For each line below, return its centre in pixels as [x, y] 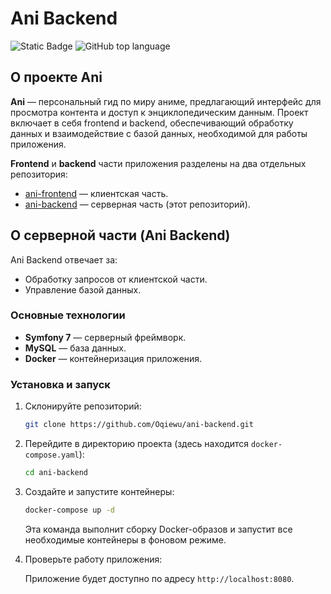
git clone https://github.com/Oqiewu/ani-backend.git [139, 425]
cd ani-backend [56, 473]
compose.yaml [52, 455]
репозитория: [39, 174]
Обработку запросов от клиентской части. [116, 279]
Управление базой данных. [83, 289]
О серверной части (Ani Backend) [120, 235]
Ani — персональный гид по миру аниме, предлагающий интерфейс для [166, 101]
